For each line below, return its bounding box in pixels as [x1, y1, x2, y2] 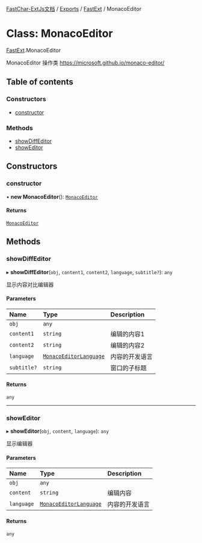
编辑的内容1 [110, 330, 145, 338]
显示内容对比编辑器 [6, 281, 54, 288]
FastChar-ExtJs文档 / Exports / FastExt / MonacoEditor [6, 5, 142, 12]
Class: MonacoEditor [6, 27, 113, 40]
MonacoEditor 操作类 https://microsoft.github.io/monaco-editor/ [6, 59, 165, 66]
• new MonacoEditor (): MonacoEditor [6, 193, 98, 200]
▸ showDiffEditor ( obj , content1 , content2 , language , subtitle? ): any [6, 268, 173, 275]
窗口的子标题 [110, 363, 147, 372]
